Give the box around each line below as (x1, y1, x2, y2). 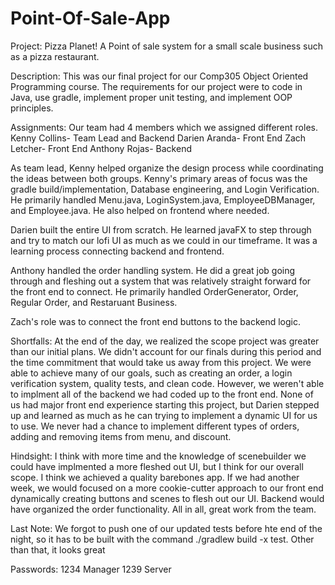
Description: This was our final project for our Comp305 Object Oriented (10, 70, 309, 82)
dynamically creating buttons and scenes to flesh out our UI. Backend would (10, 492, 325, 504)
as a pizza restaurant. (10, 50, 100, 62)
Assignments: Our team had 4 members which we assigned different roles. (10, 121, 318, 133)
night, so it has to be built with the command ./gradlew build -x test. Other (10, 533, 315, 545)
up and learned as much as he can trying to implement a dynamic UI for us (10, 409, 318, 421)
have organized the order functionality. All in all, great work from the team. (10, 503, 317, 515)
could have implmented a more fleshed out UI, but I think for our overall (10, 460, 304, 472)
